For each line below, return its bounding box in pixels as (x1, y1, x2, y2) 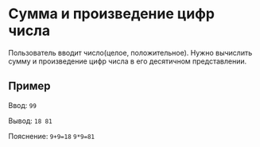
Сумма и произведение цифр (8, 5, 215, 23)
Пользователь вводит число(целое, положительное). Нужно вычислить (8, 48, 253, 57)
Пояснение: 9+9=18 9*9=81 (8, 131, 95, 141)
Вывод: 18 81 (8, 116, 53, 126)
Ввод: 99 (8, 100, 37, 110)
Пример (8, 79, 51, 93)
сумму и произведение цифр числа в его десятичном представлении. (8, 56, 247, 66)
